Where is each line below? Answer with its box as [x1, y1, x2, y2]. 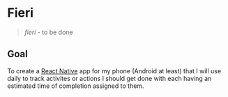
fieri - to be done [24, 28, 73, 36]
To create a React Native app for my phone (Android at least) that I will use [7, 66, 222, 75]
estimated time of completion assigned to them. [7, 82, 144, 90]
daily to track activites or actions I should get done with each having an [7, 74, 212, 82]
